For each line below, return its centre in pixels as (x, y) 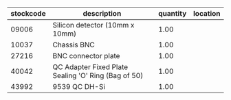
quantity (172, 13)
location (207, 13)
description (102, 13)
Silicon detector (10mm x (93, 25)
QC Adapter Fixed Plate (90, 67)
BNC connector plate (86, 56)
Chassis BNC (74, 45)
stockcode (28, 13)
